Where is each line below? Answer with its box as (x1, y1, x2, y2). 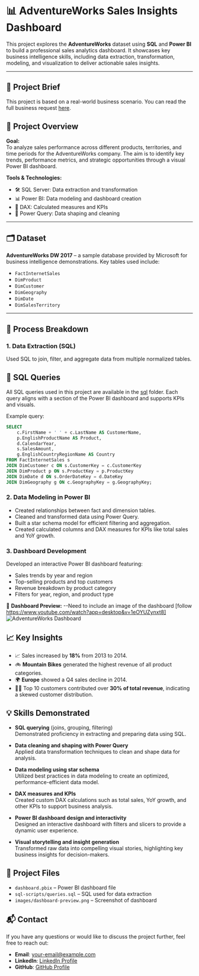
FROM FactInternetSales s (6, 457, 70, 463)
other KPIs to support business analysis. (14, 803, 114, 810)
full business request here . (6, 104, 71, 111)
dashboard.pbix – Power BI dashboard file (14, 884, 117, 891)
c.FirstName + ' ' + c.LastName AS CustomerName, (17, 429, 142, 435)
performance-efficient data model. (14, 778, 99, 785)
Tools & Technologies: (6, 174, 62, 181)
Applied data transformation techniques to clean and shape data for (14, 748, 181, 755)
